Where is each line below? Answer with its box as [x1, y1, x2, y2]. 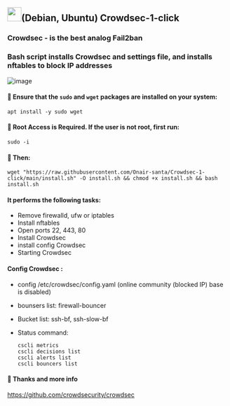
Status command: [17, 328, 69, 337]
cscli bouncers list [17, 360, 78, 367]
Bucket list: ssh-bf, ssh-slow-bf [17, 314, 109, 323]
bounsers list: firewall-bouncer [17, 301, 107, 309]
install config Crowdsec [17, 241, 86, 249]
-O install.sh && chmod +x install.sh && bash [79, 175, 218, 182]
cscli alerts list [17, 354, 72, 361]
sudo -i [7, 139, 30, 146]
